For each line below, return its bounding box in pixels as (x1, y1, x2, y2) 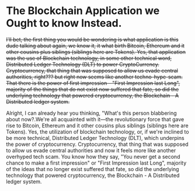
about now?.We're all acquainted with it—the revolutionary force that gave (6, 115, 184, 122)
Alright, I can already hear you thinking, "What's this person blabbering (6, 110, 177, 117)
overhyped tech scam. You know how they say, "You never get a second (6, 153, 180, 160)
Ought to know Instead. (6, 16, 122, 30)
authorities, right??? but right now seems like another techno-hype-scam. (6, 73, 183, 80)
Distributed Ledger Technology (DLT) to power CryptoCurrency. (6, 60, 159, 68)
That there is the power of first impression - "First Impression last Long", (6, 79, 180, 86)
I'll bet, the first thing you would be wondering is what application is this (6, 36, 179, 43)
